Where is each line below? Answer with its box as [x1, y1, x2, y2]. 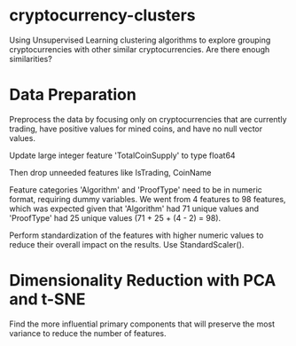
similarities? [9, 53, 53, 64]
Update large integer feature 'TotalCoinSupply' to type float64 [9, 150, 237, 161]
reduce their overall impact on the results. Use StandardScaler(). [9, 239, 245, 249]
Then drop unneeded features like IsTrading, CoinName [9, 167, 212, 177]
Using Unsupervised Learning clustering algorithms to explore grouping [9, 35, 271, 45]
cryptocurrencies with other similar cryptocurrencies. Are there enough [9, 43, 270, 54]
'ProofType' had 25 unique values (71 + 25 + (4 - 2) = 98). [9, 212, 222, 223]
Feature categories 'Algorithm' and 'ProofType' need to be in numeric [9, 184, 263, 195]
